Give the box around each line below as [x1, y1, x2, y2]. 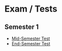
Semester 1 [4, 23, 39, 31]
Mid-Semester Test [11, 35, 50, 41]
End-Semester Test [11, 41, 50, 47]
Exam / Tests [4, 3, 58, 15]
